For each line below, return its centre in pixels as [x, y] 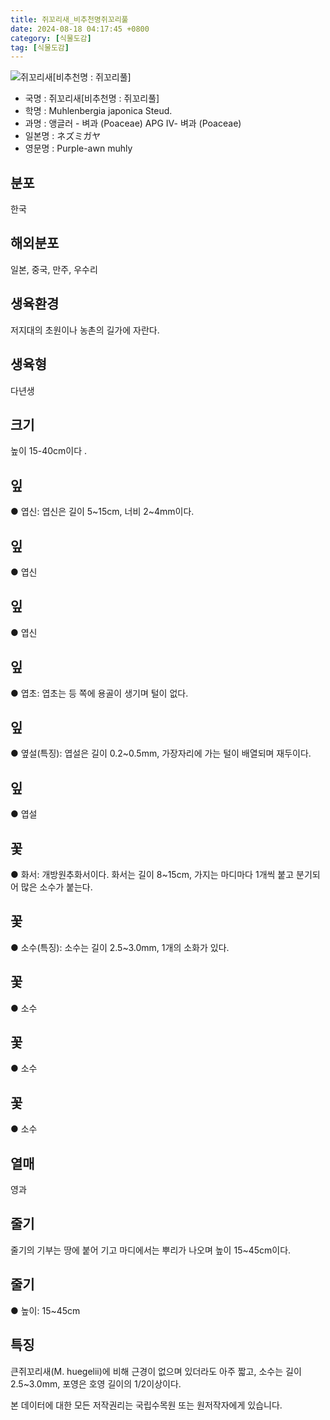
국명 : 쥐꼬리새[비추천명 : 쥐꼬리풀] [92, 98]
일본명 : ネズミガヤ [63, 136]
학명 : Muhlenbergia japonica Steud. [98, 111]
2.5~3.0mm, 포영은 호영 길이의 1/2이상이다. [96, 1383]
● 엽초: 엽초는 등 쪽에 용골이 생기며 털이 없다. [99, 693]
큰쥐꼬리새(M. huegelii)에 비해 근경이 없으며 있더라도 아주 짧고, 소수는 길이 [156, 1371]
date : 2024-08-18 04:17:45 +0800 [80, 29]
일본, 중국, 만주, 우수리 [54, 269]
